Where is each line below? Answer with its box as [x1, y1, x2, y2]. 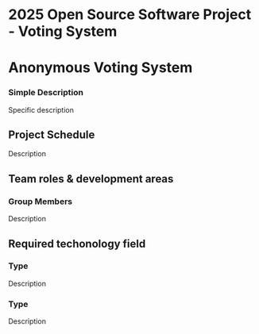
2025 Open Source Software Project [8, 6, 252, 24]
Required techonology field [8, 236, 146, 251]
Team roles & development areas [8, 172, 174, 186]
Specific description [8, 105, 74, 114]
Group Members [8, 196, 73, 207]
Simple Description [8, 87, 83, 98]
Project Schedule [8, 129, 95, 142]
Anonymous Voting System [8, 59, 193, 77]
